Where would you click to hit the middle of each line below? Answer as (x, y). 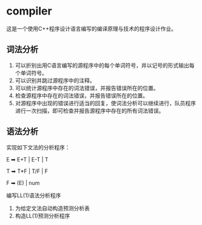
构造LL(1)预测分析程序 (42, 215)
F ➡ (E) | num (23, 183)
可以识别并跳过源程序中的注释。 (55, 80)
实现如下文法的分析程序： (38, 147)
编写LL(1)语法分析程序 (34, 195)
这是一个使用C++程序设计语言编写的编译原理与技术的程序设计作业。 (92, 28)
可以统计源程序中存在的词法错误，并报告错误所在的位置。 (87, 88)
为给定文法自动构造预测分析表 (52, 208)
